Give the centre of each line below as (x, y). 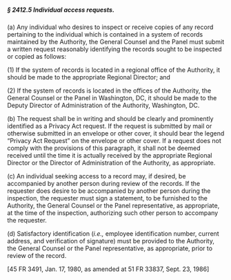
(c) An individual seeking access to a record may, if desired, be (97, 176)
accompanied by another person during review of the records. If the (104, 183)
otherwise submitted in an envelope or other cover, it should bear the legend (116, 133)
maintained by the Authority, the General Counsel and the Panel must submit (116, 41)
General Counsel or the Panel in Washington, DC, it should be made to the (112, 97)
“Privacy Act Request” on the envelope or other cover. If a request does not (114, 140)
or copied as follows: (37, 56)
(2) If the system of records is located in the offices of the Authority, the (109, 91)
